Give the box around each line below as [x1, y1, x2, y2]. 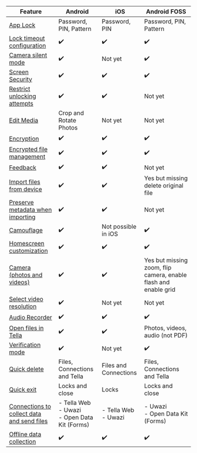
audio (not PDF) [144, 331, 188, 339]
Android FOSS [145, 8, 186, 15]
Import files [9, 178, 40, 186]
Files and [101, 362, 127, 369]
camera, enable [144, 271, 187, 279]
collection [9, 438, 36, 445]
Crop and [58, 109, 84, 117]
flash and [144, 278, 170, 286]
